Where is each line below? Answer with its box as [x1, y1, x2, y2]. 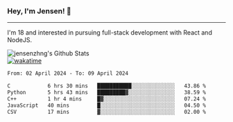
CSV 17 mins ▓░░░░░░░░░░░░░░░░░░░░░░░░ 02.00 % [7, 108, 207, 115]
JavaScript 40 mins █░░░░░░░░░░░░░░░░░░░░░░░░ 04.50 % [7, 102, 207, 109]
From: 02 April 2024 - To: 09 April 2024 [7, 70, 129, 77]
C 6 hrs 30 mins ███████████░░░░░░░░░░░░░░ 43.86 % [7, 82, 207, 89]
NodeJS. [7, 36, 33, 44]
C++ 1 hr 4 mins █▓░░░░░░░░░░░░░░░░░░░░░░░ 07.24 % [7, 95, 207, 103]
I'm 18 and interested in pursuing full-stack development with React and [7, 28, 213, 37]
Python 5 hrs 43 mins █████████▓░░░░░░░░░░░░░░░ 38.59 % [7, 89, 207, 96]
